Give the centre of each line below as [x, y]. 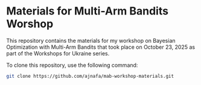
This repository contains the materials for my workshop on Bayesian [91, 40]
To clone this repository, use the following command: [72, 65]
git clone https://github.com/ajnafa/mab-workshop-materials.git [90, 76]
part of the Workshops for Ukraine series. [58, 53]
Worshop [30, 24]
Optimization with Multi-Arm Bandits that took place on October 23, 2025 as [101, 47]
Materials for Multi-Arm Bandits [88, 11]
